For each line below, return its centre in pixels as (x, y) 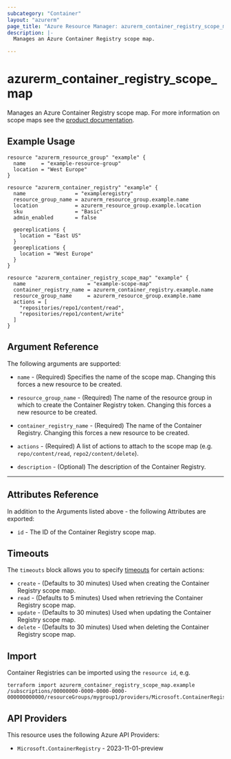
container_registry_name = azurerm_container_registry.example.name (113, 289)
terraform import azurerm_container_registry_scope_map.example (101, 685)
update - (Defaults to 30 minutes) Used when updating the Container (114, 613)
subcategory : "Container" (44, 13)
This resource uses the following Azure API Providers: (84, 735)
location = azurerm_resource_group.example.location (107, 206)
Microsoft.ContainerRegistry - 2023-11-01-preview (90, 748)
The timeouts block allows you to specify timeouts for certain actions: (106, 570)
